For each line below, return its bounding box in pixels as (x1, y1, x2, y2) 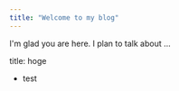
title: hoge (9, 55, 47, 66)
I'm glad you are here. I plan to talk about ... (9, 38, 172, 49)
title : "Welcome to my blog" (9, 13, 119, 23)
